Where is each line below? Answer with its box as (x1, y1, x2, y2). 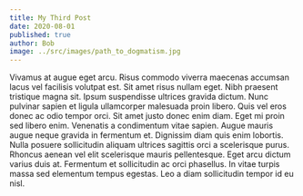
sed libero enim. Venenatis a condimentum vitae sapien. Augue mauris (9, 120, 274, 132)
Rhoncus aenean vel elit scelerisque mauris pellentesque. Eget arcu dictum (9, 149, 291, 160)
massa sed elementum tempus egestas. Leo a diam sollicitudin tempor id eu (9, 169, 294, 180)
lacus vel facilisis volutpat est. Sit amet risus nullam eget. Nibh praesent (9, 82, 278, 93)
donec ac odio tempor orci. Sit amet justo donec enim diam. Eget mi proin (9, 111, 285, 122)
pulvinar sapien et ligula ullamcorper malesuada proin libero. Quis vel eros (9, 101, 287, 112)
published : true (9, 30, 71, 39)
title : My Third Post (9, 13, 92, 23)
